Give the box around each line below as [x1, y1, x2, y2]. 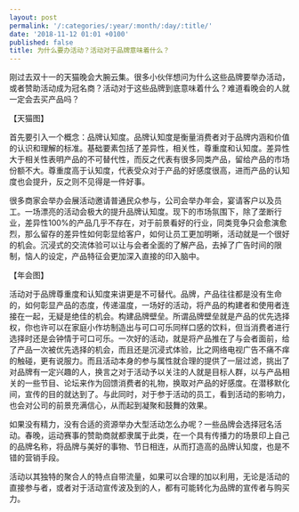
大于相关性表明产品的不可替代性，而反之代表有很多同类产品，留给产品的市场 [9, 154, 290, 165]
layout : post [9, 12, 58, 22]
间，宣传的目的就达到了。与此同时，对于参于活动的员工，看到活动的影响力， [9, 389, 290, 400]
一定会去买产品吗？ [9, 94, 80, 105]
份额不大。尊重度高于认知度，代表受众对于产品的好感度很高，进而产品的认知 [9, 166, 290, 176]
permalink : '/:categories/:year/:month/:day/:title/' [9, 21, 214, 30]
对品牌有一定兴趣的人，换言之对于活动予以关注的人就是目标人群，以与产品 [9, 367, 282, 378]
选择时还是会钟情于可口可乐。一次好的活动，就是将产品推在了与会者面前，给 [9, 333, 290, 344]
